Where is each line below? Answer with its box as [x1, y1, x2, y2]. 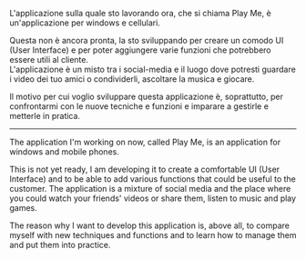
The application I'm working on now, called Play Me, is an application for [9, 136, 280, 147]
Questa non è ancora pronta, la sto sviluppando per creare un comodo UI [9, 35, 284, 45]
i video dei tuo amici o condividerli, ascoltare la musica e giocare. [9, 74, 255, 85]
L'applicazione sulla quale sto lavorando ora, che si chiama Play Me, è [9, 8, 271, 18]
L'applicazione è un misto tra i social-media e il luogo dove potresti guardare [9, 64, 296, 75]
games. [9, 203, 38, 213]
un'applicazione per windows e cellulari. [9, 17, 161, 28]
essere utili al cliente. [9, 55, 89, 65]
